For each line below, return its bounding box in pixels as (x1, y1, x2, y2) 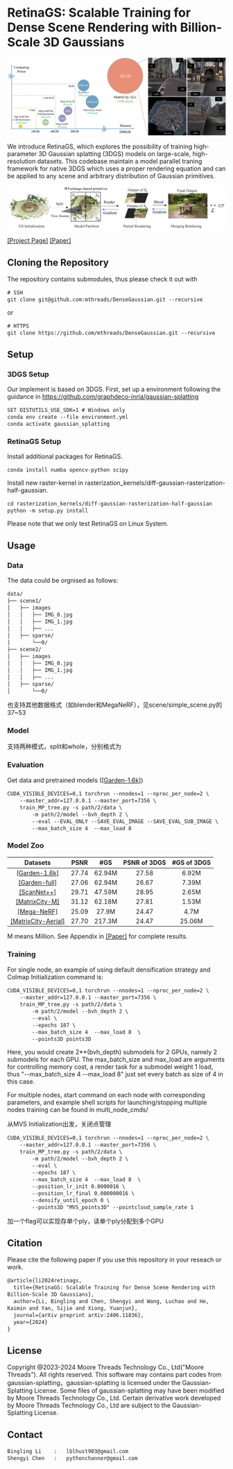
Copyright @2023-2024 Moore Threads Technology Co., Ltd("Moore (7, 1363, 205, 1371)
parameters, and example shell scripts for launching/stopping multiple (7, 1098, 207, 1106)
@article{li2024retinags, (7, 1278, 82, 1285)
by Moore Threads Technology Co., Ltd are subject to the (7, 1401, 171, 1409)
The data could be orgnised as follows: (7, 576, 119, 584)
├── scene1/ (7, 597, 42, 604)
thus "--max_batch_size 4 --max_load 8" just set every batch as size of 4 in (7, 1069, 224, 1078)
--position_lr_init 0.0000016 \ (32, 1183, 126, 1190)
